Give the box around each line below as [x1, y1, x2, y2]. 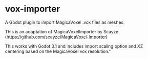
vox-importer [5, 3, 60, 15]
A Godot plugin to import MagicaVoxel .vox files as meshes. [5, 19, 125, 25]
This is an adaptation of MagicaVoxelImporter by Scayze [5, 29, 119, 34]
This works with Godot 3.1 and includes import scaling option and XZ [5, 43, 143, 49]
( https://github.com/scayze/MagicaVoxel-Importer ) [5, 34, 108, 40]
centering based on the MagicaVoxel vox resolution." [5, 48, 111, 54]
